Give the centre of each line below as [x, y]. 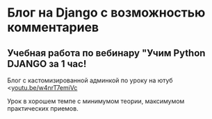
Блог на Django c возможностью [106, 13]
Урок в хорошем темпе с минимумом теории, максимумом [96, 101]
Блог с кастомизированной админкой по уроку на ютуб [90, 80]
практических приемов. [43, 108]
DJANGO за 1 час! [47, 64]
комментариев [53, 27]
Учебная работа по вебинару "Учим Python [106, 53]
